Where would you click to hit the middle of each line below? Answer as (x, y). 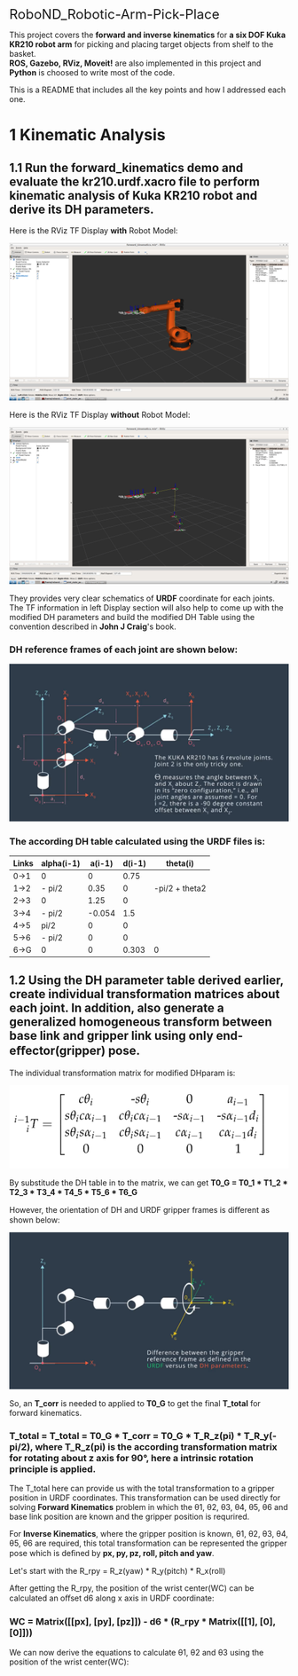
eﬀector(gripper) (58, 1051)
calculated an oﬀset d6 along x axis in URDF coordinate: (112, 1598)
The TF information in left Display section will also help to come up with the (146, 608)
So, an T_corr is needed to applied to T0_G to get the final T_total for (135, 1404)
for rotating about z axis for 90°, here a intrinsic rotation (132, 1459)
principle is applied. (53, 1469)
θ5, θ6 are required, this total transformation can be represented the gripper (148, 1543)
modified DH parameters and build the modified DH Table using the (132, 617)
